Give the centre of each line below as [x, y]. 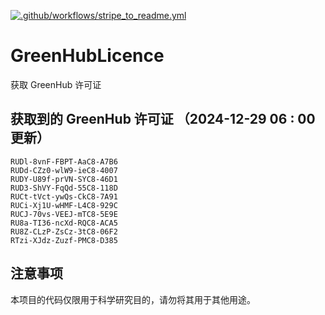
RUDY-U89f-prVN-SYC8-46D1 [64, 179]
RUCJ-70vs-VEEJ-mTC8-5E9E [64, 214]
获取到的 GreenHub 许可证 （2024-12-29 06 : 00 [163, 119]
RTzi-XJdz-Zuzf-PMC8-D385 [64, 240]
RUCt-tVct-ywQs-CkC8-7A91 [64, 196]
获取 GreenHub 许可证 [56, 84]
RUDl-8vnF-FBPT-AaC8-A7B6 [64, 161]
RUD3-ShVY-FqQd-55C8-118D [64, 188]
